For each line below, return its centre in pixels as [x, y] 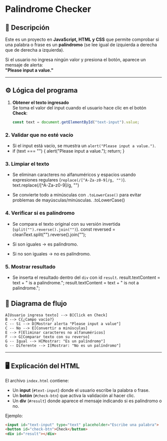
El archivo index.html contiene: [37, 380]
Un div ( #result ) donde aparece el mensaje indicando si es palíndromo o [87, 401]
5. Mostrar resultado [30, 266]
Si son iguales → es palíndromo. [45, 244]
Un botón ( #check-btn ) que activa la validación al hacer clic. [74, 395]
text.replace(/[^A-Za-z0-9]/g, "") [46, 185]
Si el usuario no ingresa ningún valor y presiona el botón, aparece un [76, 60]
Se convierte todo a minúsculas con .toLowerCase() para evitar [77, 195]
